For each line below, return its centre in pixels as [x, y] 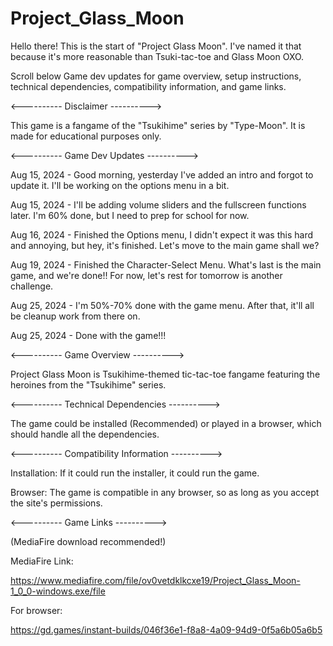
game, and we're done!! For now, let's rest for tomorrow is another [146, 275]
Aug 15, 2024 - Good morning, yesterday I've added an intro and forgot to [162, 174]
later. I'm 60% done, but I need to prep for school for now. [130, 215]
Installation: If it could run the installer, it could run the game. [135, 473]
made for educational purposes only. [86, 136]
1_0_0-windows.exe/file [58, 591]
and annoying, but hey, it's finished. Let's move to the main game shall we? [165, 245]
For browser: [36, 610]
